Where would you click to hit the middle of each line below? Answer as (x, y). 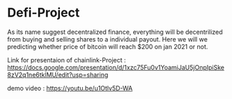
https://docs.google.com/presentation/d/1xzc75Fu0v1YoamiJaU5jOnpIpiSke (116, 67)
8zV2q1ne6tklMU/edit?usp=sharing (58, 75)
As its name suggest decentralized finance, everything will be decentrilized (115, 32)
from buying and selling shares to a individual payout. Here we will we (107, 39)
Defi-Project (44, 13)
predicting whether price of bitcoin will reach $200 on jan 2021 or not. (108, 46)
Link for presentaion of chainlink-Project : (67, 60)
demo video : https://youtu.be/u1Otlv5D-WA (70, 88)
